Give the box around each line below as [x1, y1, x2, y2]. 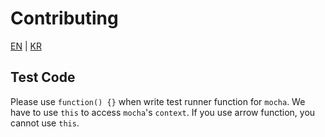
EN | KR [10, 40, 42, 52]
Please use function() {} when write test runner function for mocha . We [10, 95, 306, 107]
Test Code [10, 69, 76, 86]
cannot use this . [10, 117, 80, 129]
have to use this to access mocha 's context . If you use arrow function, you [10, 106, 316, 118]
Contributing [10, 7, 119, 30]
